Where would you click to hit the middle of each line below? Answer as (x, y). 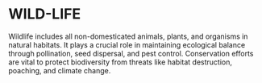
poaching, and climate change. (60, 70)
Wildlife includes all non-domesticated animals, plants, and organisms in (128, 36)
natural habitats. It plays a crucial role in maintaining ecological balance (127, 44)
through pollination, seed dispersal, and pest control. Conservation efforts (131, 53)
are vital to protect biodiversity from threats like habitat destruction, (120, 62)
